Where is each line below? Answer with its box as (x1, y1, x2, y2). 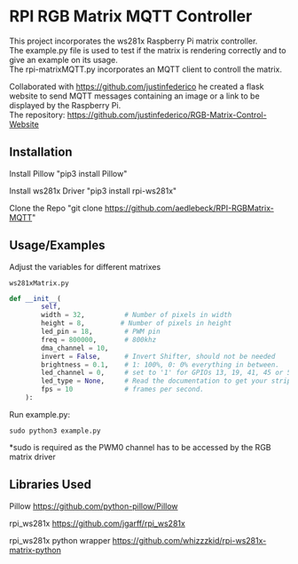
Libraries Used (9, 477, 91, 492)
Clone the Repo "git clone (9, 203, 104, 213)
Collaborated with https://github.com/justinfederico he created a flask (9, 81, 264, 91)
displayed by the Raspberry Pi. (9, 99, 122, 110)
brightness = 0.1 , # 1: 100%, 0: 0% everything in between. (41, 360, 279, 369)
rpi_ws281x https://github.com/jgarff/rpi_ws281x (9, 518, 186, 528)
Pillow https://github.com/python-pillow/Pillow (9, 500, 179, 512)
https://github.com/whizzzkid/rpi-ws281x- (112, 535, 267, 545)
